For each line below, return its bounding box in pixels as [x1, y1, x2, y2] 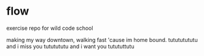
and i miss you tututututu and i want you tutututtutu [6, 43, 135, 50]
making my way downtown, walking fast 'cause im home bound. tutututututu [6, 36, 198, 43]
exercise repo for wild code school [6, 24, 93, 32]
